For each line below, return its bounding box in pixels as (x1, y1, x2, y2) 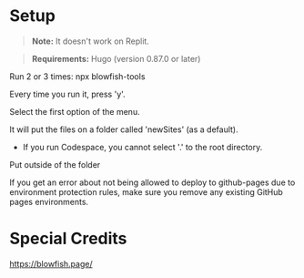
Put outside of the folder (9, 159, 101, 170)
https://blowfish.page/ (9, 258, 93, 269)
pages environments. (9, 196, 89, 207)
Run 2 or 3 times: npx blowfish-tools (9, 70, 146, 82)
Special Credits (9, 229, 127, 249)
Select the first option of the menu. (9, 106, 140, 117)
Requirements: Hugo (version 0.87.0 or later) (31, 53, 201, 64)
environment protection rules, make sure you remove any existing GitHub (9, 186, 284, 197)
